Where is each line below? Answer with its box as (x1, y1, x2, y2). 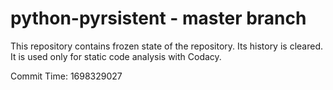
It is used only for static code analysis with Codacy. (10, 50, 222, 62)
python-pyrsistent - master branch (10, 7, 307, 30)
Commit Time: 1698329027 (10, 70, 123, 82)
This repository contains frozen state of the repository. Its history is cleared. (10, 40, 323, 52)
